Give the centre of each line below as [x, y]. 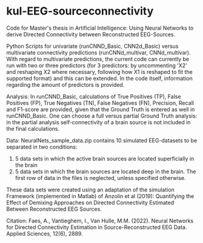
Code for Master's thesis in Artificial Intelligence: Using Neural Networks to [100, 28]
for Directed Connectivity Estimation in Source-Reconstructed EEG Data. [97, 227]
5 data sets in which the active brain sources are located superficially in [105, 158]
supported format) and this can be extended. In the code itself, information [99, 78]
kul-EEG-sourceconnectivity [80, 11]
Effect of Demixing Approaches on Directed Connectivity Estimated [90, 202]
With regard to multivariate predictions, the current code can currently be [98, 59]
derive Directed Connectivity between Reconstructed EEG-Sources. [91, 34]
